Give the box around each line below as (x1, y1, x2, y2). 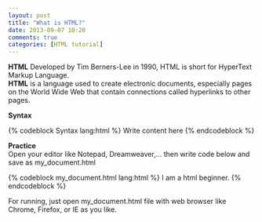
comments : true (8, 33, 58, 42)
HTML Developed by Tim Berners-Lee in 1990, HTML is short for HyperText (8, 62, 253, 71)
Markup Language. (8, 71, 70, 80)
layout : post (8, 11, 51, 20)
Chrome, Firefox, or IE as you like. (8, 205, 118, 214)
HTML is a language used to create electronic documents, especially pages (8, 79, 253, 89)
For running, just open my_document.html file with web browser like (8, 197, 227, 206)
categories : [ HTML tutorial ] (8, 41, 104, 49)
